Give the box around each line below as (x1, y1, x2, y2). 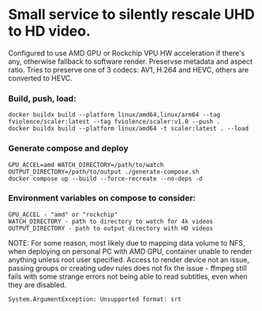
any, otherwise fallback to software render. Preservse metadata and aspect (8, 57, 253, 66)
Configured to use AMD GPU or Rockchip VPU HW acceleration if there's (8, 48, 245, 57)
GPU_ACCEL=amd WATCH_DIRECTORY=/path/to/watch (8, 161, 164, 168)
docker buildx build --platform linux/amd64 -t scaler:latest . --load (8, 124, 249, 133)
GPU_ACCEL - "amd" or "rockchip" (8, 210, 118, 218)
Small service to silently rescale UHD (8, 6, 255, 24)
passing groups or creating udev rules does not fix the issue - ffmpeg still (8, 263, 247, 272)
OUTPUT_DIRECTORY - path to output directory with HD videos (8, 224, 214, 232)
